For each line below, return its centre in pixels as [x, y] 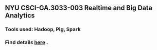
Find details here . [27, 42]
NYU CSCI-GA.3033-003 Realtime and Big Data [79, 8]
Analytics [20, 16]
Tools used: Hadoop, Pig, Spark [43, 30]
